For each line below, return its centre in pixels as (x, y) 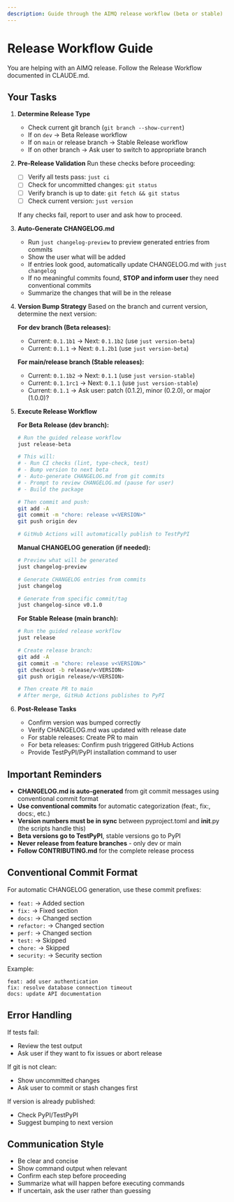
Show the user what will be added (76, 257)
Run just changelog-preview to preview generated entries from (118, 242)
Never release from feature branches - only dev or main (99, 843)
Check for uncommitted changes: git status (92, 185)
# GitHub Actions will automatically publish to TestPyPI (103, 534)
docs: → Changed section (54, 918)
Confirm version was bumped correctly (84, 722)
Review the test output (50, 1046)
